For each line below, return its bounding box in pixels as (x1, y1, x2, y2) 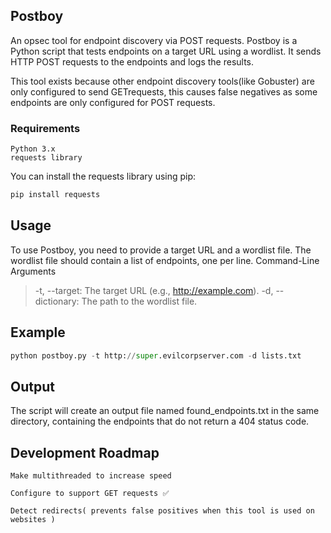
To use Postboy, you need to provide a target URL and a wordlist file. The (10, 244, 312, 256)
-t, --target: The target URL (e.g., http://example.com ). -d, (34, 284, 274, 296)
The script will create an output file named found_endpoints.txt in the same (10, 405, 320, 417)
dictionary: (34, 295, 80, 307)
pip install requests (10, 190, 101, 200)
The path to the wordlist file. (81, 295, 198, 307)
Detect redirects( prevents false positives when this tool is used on (10, 506, 315, 516)
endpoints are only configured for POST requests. (10, 96, 216, 108)
